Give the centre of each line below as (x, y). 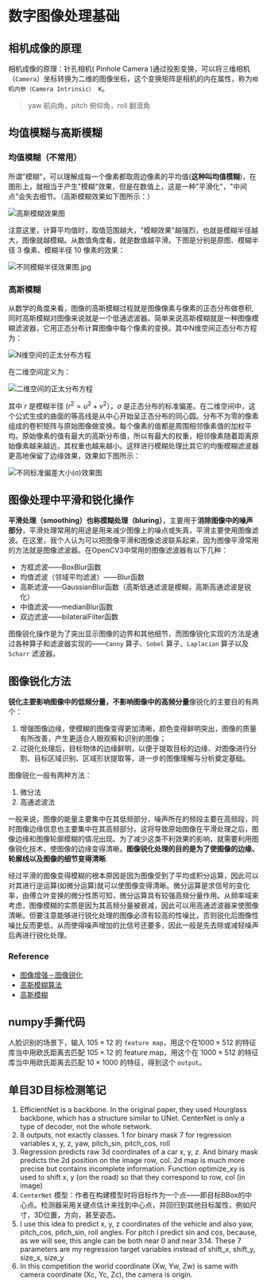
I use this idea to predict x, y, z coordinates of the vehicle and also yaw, (137, 1224)
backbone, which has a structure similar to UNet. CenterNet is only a (132, 1118)
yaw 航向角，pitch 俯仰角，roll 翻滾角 (89, 105)
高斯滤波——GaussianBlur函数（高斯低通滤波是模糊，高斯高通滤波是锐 (135, 587)
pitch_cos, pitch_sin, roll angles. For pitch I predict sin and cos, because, (138, 1232)
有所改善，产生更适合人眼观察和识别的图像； (93, 738)
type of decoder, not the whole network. (86, 1126)
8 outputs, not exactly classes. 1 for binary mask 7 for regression (126, 1135)
